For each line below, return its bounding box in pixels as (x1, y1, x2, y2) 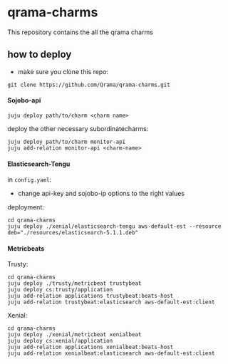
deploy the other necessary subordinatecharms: (7, 124, 149, 132)
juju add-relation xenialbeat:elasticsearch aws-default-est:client (7, 350, 215, 357)
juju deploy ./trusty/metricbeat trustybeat (7, 280, 142, 287)
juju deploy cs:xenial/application (7, 338, 113, 345)
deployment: (7, 203, 44, 212)
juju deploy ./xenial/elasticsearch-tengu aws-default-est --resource (7, 223, 222, 230)
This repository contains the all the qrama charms (7, 28, 153, 36)
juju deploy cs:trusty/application (7, 286, 113, 293)
